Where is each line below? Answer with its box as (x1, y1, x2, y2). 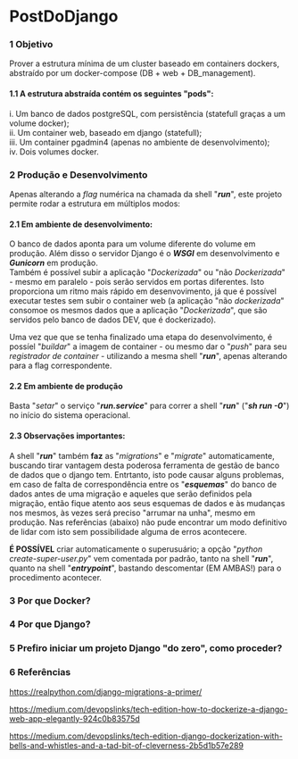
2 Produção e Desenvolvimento (9, 168, 148, 180)
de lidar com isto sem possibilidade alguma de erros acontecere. (9, 526, 247, 537)
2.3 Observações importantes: (9, 430, 126, 441)
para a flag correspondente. (9, 360, 112, 371)
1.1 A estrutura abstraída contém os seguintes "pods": (9, 88, 214, 99)
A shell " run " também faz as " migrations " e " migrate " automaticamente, (9, 450, 275, 461)
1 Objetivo (9, 38, 54, 51)
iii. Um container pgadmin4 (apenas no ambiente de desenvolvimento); (9, 137, 270, 147)
